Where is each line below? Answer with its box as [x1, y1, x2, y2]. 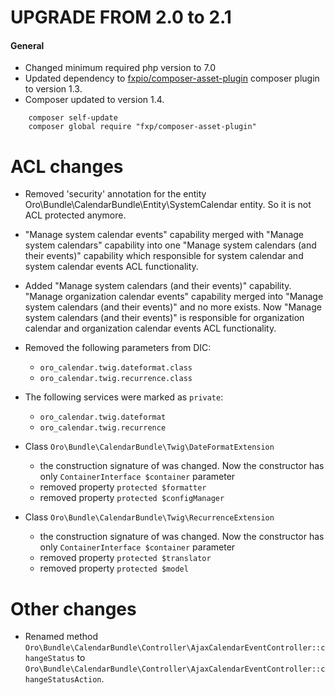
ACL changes [10, 155, 124, 178]
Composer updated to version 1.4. [24, 94, 165, 106]
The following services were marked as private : [24, 391, 224, 403]
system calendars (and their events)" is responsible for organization [24, 312, 305, 324]
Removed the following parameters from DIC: [24, 342, 212, 354]
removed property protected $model [39, 562, 189, 575]
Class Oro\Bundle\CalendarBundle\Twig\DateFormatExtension [24, 441, 275, 453]
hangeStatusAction [24, 675, 102, 685]
